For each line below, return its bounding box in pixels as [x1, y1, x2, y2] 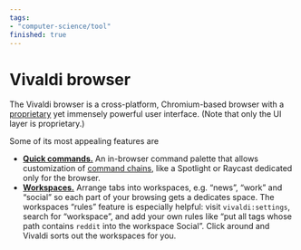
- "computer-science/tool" [9, 22, 112, 31]
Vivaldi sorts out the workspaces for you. [22, 230, 177, 241]
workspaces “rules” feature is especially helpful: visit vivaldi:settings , [22, 201, 290, 213]
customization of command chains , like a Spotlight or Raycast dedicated [22, 163, 293, 174]
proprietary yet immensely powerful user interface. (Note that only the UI [9, 109, 282, 120]
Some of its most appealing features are [9, 136, 160, 147]
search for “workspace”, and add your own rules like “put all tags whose [22, 211, 293, 222]
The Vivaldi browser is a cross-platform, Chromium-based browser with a [9, 99, 285, 110]
